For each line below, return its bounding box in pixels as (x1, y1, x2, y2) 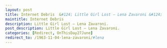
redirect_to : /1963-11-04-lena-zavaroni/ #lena (5, 35, 104, 40)
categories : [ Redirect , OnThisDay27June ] (5, 30, 93, 35)
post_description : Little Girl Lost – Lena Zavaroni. (5, 26, 120, 31)
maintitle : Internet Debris (5, 16, 64, 21)
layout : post (5, 7, 33, 12)
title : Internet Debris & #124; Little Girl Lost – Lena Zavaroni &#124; (5, 12, 163, 17)
